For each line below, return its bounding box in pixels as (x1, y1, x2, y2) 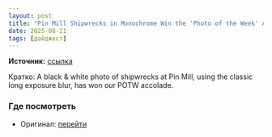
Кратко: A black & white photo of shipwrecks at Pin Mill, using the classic (8, 72, 253, 81)
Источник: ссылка (8, 56, 73, 66)
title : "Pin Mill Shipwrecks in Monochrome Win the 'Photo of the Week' (8, 19, 259, 27)
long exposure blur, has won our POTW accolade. (8, 81, 174, 90)
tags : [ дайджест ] (8, 34, 67, 43)
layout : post (8, 11, 53, 20)
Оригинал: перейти (19, 118, 87, 129)
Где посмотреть (8, 101, 77, 112)
